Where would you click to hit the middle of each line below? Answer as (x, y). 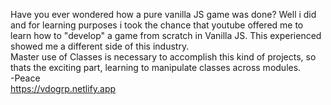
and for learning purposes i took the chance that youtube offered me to (157, 25)
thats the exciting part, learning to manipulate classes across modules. (156, 67)
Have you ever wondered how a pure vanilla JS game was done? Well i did (163, 14)
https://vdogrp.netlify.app (63, 88)
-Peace (25, 78)
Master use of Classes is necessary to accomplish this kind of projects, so (163, 57)
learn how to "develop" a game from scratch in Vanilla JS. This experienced (166, 35)
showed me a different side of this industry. (100, 46)
